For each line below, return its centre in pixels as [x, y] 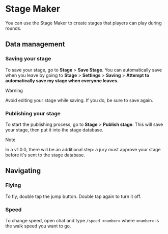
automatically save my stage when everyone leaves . [62, 80]
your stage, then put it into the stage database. [54, 129]
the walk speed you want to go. [38, 226]
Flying [13, 185]
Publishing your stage [33, 113]
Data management [35, 44]
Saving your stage [28, 59]
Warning [14, 90]
